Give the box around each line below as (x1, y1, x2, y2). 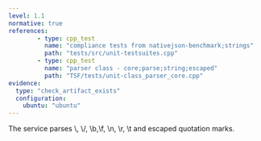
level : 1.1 (8, 11, 45, 20)
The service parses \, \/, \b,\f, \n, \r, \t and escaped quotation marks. (8, 124, 235, 134)
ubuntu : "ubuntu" (23, 102, 81, 110)
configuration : (15, 94, 67, 102)
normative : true (8, 19, 63, 27)
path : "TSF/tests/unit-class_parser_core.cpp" (43, 72, 204, 80)
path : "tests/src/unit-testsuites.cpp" (43, 49, 179, 57)
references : (8, 27, 48, 35)
